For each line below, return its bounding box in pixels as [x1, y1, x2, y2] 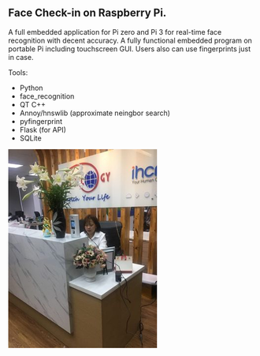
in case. [8, 52, 34, 62]
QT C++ [19, 99, 46, 109]
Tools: [8, 67, 28, 77]
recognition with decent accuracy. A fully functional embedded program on [8, 36, 252, 45]
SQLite [19, 133, 42, 143]
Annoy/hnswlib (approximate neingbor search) [19, 108, 171, 118]
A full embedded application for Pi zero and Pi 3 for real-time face [8, 27, 222, 36]
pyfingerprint [19, 116, 63, 126]
